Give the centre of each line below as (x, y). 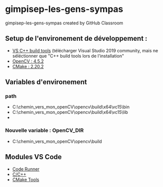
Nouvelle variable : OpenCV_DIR (45, 130)
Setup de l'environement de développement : (76, 39)
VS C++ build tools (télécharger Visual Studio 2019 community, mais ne (85, 50)
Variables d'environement (46, 82)
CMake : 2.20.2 (28, 66)
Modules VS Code (33, 157)
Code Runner (26, 169)
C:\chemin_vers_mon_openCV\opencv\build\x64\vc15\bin (71, 107)
